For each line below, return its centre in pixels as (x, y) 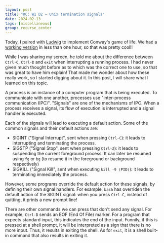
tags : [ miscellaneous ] (28, 23)
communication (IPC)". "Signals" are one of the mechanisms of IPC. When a (82, 103)
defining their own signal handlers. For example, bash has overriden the (78, 189)
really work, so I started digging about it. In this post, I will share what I (77, 78)
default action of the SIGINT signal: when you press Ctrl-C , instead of (76, 195)
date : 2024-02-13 (23, 19)
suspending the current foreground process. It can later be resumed (82, 154)
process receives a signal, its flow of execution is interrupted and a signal (80, 108)
